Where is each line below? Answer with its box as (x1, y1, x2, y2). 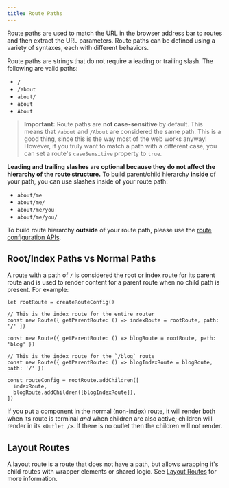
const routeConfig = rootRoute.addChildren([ (7, 377, 139, 384)
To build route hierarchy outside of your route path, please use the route (7, 225, 212, 234)
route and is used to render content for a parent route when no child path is (7, 278, 220, 287)
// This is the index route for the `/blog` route (7, 353, 155, 360)
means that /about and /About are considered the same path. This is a (23, 127, 221, 135)
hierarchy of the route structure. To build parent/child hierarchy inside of (7, 170, 216, 178)
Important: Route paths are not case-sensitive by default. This (23, 120, 204, 128)
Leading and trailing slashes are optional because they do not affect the (7, 162, 216, 170)
